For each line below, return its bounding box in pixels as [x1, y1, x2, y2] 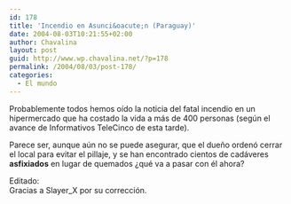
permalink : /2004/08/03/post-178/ [9, 63, 138, 72]
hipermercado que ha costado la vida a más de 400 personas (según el [9, 113, 271, 123]
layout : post [9, 46, 58, 55]
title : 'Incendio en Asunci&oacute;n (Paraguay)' [9, 21, 197, 30]
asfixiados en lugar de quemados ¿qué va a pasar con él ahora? [9, 158, 245, 169]
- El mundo [17, 79, 58, 88]
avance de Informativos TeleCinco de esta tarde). [9, 122, 190, 133]
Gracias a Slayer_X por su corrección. [9, 184, 147, 195]
